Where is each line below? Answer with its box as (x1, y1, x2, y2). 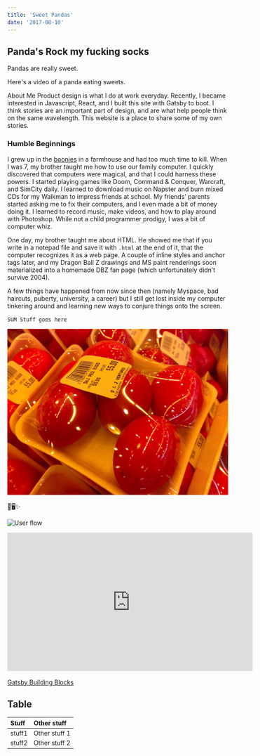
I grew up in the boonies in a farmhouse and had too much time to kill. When (7, 155, 228, 163)
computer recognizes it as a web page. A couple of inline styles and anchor (7, 250, 226, 259)
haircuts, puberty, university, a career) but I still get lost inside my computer (7, 294, 226, 302)
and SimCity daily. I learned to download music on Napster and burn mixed (7, 185, 224, 193)
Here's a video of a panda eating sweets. (7, 78, 126, 86)
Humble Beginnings (7, 139, 76, 149)
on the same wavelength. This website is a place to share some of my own (7, 114, 222, 122)
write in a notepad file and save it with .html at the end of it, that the (7, 243, 204, 252)
